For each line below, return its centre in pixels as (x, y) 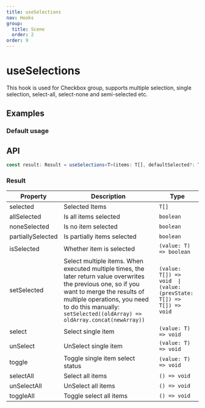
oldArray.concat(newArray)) (104, 320)
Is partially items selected (100, 236)
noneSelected (29, 227)
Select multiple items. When (104, 261)
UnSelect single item (93, 346)
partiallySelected (34, 236)
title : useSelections (34, 12)
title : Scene (28, 29)
